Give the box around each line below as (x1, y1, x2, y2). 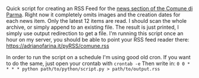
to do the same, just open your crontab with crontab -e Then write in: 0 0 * (6, 60, 191, 67)
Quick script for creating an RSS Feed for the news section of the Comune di (6, 5, 193, 12)
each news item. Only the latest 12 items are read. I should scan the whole (6, 18, 187, 24)
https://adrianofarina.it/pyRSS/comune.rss (6, 42, 110, 49)
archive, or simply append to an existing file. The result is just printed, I (6, 23, 179, 30)
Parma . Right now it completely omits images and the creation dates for (6, 11, 181, 18)
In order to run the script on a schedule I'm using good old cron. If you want (6, 54, 191, 60)
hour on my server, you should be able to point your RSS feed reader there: (6, 36, 190, 43)
